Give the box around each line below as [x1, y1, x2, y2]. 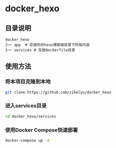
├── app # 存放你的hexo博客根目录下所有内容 [5, 42, 90, 47]
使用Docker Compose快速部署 [5, 126, 78, 133]
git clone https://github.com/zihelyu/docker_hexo [5, 90, 112, 95]
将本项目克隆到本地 [5, 78, 51, 85]
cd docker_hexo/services [5, 114, 56, 119]
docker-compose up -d [5, 138, 50, 143]
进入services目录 [5, 102, 47, 109]
